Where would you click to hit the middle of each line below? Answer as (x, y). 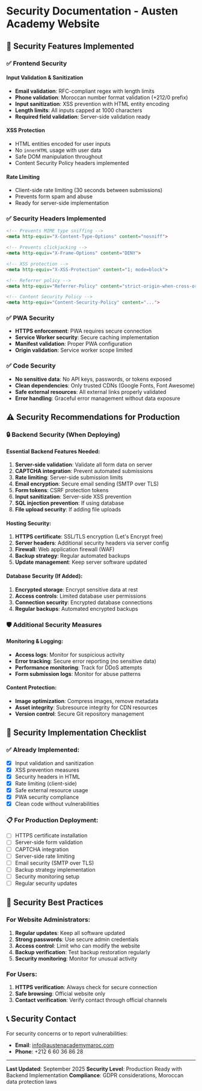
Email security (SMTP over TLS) (54, 863)
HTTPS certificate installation (51, 836)
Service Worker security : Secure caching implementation (87, 337)
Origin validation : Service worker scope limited (74, 350)
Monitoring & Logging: (35, 641)
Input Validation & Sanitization (45, 78)
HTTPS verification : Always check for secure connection (86, 987)
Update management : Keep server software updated (81, 562)
